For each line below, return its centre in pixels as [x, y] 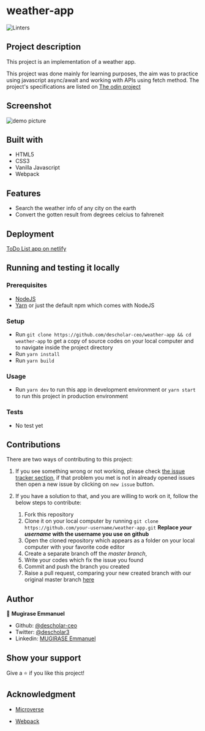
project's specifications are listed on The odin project [73, 86]
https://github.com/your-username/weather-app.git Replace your [108, 528]
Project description [44, 47]
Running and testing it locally [63, 268]
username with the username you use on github [87, 534]
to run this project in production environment [72, 396]
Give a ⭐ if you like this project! [45, 673]
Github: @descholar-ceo [46, 626]
